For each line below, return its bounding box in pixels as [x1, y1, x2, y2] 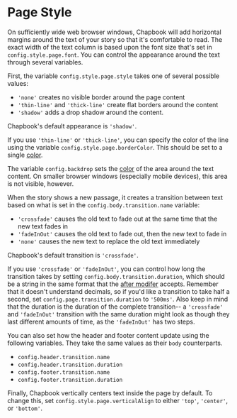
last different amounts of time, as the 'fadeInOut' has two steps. [7, 317, 196, 326]
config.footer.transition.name [17, 368, 110, 376]
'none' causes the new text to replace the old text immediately [17, 237, 200, 246]
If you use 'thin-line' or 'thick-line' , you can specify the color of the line [7, 136, 229, 144]
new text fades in [17, 221, 69, 231]
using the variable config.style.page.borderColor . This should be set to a [7, 143, 223, 151]
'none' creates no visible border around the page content [17, 93, 185, 101]
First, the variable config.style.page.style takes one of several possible [7, 72, 220, 80]
